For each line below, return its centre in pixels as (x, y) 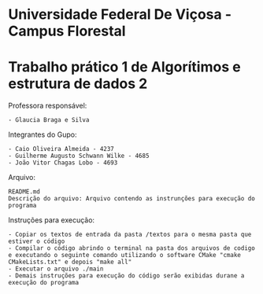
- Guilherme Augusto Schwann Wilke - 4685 (79, 156)
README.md (24, 192)
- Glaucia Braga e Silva (49, 120)
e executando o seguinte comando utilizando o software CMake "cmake (125, 255)
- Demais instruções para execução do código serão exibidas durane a (126, 276)
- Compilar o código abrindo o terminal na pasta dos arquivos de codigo (132, 248)
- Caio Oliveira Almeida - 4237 (61, 149)
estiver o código (37, 241)
